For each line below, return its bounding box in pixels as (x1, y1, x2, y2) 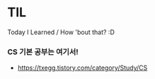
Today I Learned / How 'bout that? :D (7, 28, 115, 36)
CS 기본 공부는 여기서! (7, 47, 79, 57)
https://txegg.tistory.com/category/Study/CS (17, 63, 148, 72)
